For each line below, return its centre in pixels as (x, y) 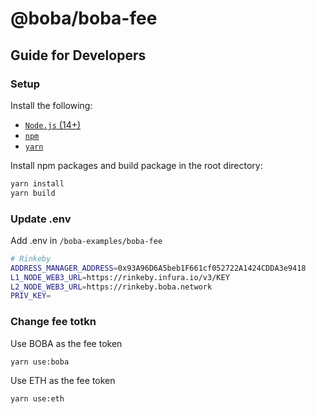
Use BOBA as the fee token (66, 343)
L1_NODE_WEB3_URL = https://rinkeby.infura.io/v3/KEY (120, 277)
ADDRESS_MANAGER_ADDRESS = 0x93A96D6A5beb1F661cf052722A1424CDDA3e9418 (158, 268)
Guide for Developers (78, 55)
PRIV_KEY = (31, 296)
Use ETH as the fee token (63, 381)
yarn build (33, 193)
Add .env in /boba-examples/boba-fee (86, 240)
